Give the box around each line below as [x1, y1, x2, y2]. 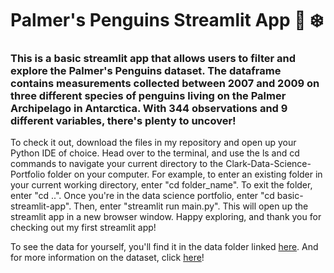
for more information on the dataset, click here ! [10, 252, 205, 264]
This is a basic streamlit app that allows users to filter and [10, 52, 297, 66]
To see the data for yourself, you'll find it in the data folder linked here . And [10, 241, 319, 253]
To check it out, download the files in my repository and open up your [10, 137, 297, 149]
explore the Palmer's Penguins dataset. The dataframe [10, 64, 282, 78]
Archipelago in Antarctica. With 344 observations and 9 [10, 102, 288, 116]
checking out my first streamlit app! [10, 222, 157, 234]
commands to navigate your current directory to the [10, 158, 224, 170]
